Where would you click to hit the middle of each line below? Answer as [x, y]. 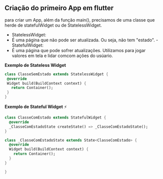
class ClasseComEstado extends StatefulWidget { [55, 118]
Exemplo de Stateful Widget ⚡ [36, 107]
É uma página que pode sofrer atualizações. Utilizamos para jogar [79, 50]
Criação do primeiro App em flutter [59, 8]
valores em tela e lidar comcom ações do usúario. [62, 56]
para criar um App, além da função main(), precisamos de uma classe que [80, 20]
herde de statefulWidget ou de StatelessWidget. [53, 25]
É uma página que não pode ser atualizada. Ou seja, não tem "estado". [83, 40]
